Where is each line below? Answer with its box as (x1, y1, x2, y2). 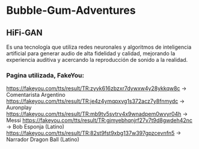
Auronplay (6, 104, 32, 111)
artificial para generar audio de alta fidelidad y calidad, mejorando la (6, 50, 176, 57)
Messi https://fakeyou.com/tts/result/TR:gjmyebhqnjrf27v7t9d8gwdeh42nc (6, 117, 193, 124)
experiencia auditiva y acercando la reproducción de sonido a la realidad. (6, 56, 188, 63)
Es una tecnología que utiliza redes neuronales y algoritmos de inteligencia (6, 43, 192, 50)
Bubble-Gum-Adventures (6, 4, 136, 17)
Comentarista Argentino (6, 91, 66, 99)
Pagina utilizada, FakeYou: (6, 71, 84, 79)
